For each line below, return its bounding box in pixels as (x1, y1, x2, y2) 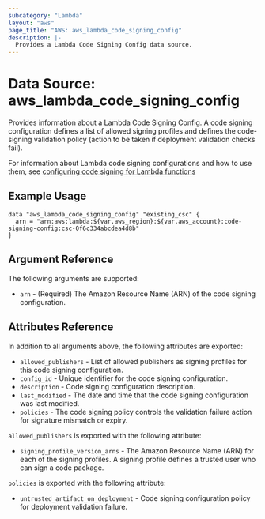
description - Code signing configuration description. (19, 382, 195, 391)
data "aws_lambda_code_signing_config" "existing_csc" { (8, 210, 200, 218)
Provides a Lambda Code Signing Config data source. (15, 41, 193, 49)
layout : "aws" (8, 19, 55, 27)
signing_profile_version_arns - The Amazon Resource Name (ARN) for (19, 446, 255, 455)
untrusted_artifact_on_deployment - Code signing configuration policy (19, 493, 251, 502)
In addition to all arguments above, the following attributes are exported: (8, 341, 244, 351)
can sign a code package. (19, 463, 104, 472)
